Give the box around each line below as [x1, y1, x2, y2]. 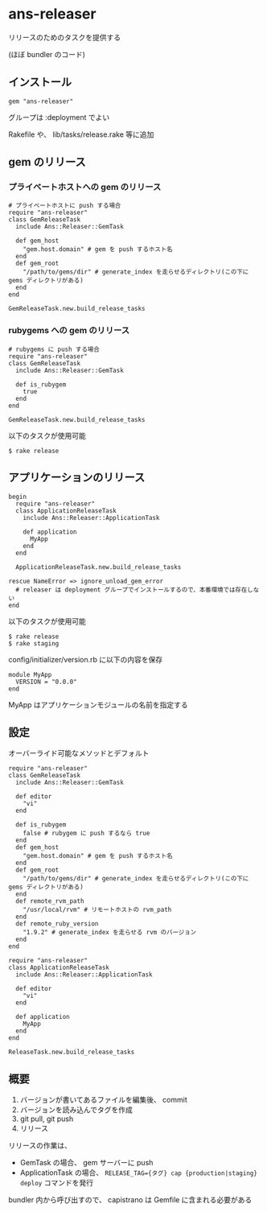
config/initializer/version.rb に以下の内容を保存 [8, 654, 163, 664]
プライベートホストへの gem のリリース [8, 182, 162, 193]
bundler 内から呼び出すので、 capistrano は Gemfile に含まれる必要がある [8, 1195, 253, 1205]
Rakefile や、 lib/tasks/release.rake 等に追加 [8, 130, 154, 139]
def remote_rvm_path [15, 897, 84, 905]
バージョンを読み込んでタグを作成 [19, 1105, 133, 1115]
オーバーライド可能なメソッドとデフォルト [8, 748, 150, 758]
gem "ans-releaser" [8, 97, 74, 105]
